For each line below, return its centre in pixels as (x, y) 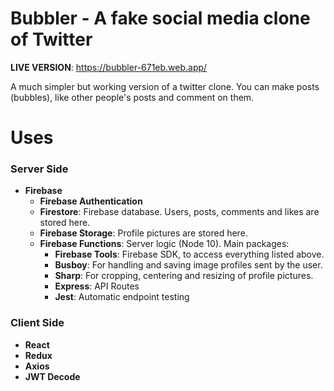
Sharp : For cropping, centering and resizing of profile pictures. (184, 276)
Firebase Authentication (91, 201)
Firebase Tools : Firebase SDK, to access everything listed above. (189, 254)
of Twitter (51, 39)
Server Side (39, 169)
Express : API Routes (97, 286)
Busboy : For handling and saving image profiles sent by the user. (188, 265)
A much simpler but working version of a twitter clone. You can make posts (165, 86)
